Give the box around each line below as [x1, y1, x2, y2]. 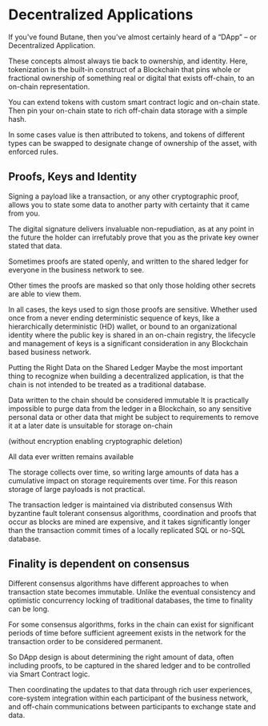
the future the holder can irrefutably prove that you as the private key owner [8, 232, 259, 242]
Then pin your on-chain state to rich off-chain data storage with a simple [8, 106, 248, 115]
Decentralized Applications [8, 6, 194, 24]
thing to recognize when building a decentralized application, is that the [8, 371, 244, 381]
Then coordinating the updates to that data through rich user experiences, [8, 684, 253, 694]
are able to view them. [8, 288, 82, 298]
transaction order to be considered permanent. [8, 636, 163, 646]
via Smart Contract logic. [8, 669, 90, 679]
